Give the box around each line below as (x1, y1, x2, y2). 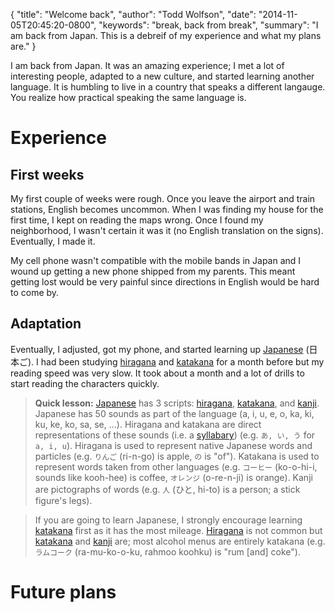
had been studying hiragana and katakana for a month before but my (40, 355, 325, 368)
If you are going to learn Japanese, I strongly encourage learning (34, 514, 303, 526)
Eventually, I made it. (10, 235, 96, 247)
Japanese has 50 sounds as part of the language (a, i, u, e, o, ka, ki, (34, 407, 315, 419)
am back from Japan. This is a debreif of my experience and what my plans (10, 30, 322, 41)
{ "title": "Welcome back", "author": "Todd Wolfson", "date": (10, 9, 257, 20)
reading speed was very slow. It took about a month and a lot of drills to (10, 367, 305, 379)
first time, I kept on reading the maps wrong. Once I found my (10, 214, 264, 226)
